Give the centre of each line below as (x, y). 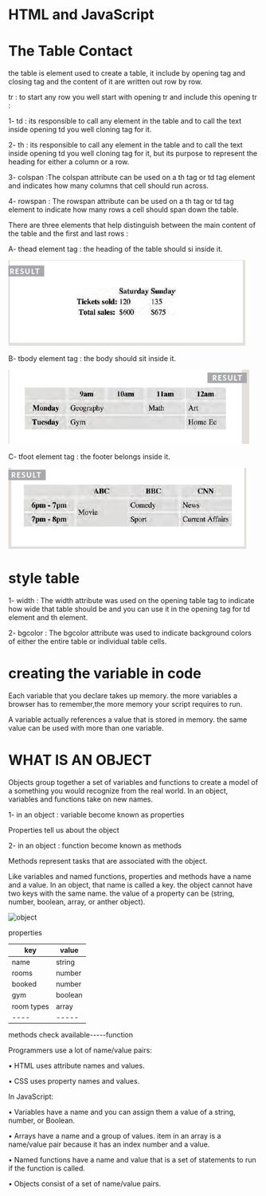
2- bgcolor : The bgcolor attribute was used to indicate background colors (130, 633)
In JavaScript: (31, 1096)
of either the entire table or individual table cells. (88, 641)
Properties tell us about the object (64, 829)
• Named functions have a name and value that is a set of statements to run (132, 1160)
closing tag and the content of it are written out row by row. (106, 82)
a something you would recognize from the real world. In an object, (118, 790)
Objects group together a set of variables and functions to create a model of (133, 782)
